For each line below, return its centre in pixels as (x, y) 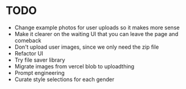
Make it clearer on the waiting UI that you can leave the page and (96, 34)
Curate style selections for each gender (64, 79)
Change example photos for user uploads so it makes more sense (97, 27)
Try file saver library (40, 60)
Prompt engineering (40, 73)
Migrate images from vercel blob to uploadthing (74, 66)
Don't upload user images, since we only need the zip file (87, 47)
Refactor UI (29, 53)
